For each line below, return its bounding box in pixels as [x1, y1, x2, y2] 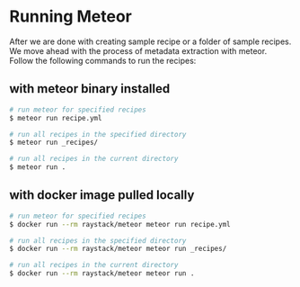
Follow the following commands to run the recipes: [9, 55, 197, 66]
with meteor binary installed [9, 81, 171, 96]
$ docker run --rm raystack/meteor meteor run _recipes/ [9, 245, 227, 254]
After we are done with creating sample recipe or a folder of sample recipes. [9, 36, 292, 47]
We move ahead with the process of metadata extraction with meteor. [9, 45, 268, 56]
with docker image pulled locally [9, 187, 195, 203]
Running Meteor [9, 6, 133, 27]
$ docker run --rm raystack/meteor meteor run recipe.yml [9, 220, 231, 229]
